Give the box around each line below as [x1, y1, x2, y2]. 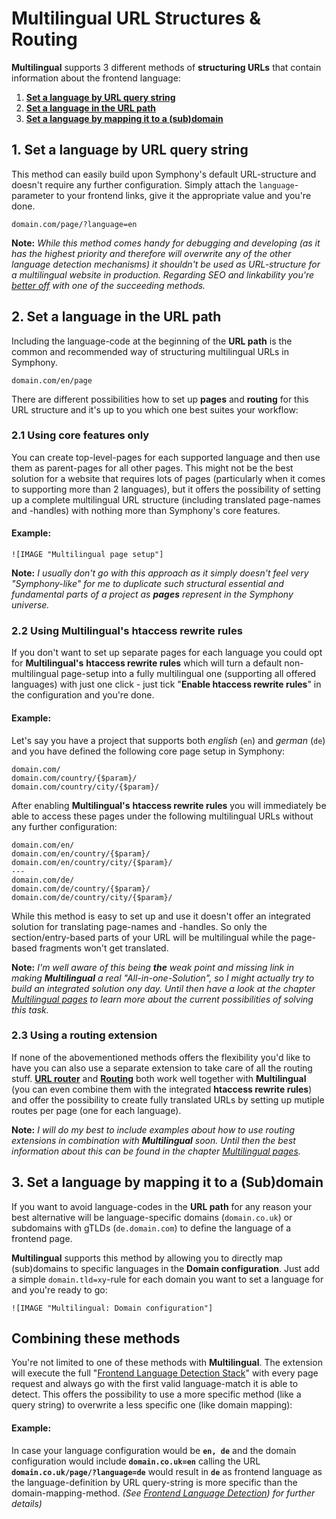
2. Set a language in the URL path [11, 308, 222, 326]
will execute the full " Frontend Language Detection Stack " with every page [11, 1367, 319, 1379]
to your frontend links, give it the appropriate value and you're [55, 189, 312, 201]
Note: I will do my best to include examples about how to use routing [11, 1123, 296, 1136]
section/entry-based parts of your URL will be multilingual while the [11, 931, 289, 943]
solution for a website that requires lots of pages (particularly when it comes [11, 472, 326, 484]
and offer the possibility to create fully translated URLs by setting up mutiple [11, 1093, 325, 1106]
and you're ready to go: [11, 1283, 108, 1296]
